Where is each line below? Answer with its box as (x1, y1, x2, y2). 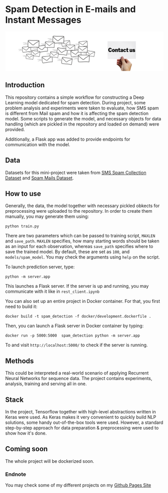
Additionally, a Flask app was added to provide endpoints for (5, 136, 130, 142)
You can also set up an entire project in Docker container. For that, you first (5, 298, 160, 304)
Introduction (5, 81, 45, 89)
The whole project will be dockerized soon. (5, 458, 94, 464)
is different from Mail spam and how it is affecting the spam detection (5, 110, 149, 116)
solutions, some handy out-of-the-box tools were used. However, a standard (5, 419, 163, 425)
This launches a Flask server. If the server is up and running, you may (5, 283, 149, 289)
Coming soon (5, 445, 48, 453)
